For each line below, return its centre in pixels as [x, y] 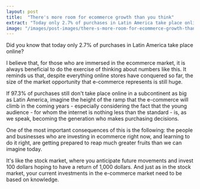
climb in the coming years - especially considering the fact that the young [97, 106]
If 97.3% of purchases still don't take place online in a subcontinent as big [96, 93]
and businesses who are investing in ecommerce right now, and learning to [98, 137]
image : [14, 28]
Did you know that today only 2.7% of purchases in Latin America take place [100, 45]
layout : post [22, 12]
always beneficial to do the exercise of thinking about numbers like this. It [96, 70]
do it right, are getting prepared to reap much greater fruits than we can [94, 143]
